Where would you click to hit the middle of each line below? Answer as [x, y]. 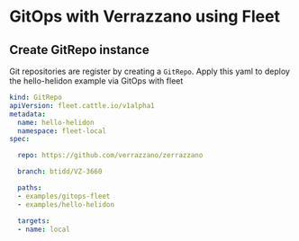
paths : [30, 188]
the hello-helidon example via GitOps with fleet [96, 81]
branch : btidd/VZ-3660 [60, 172]
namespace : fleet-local [62, 131]
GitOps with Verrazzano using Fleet [145, 17]
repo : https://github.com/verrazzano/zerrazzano [110, 156]
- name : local [44, 229]
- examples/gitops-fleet [64, 196]
